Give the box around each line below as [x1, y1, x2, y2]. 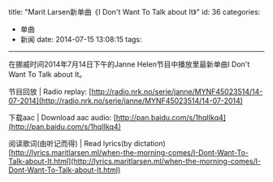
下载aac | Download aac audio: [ [8, 113, 116, 122]
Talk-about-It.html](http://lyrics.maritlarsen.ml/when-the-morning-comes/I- [8, 157, 262, 166]
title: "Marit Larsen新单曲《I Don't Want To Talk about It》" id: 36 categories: [8, 7, 261, 16]
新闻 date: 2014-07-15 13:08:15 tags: [19, 35, 142, 44]
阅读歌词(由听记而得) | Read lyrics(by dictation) [8, 139, 167, 148]
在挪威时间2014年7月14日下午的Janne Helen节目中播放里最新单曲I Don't [8, 59, 250, 69]
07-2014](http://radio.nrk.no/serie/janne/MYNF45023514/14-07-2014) [8, 96, 244, 106]
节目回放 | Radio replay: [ [8, 87, 92, 96]
